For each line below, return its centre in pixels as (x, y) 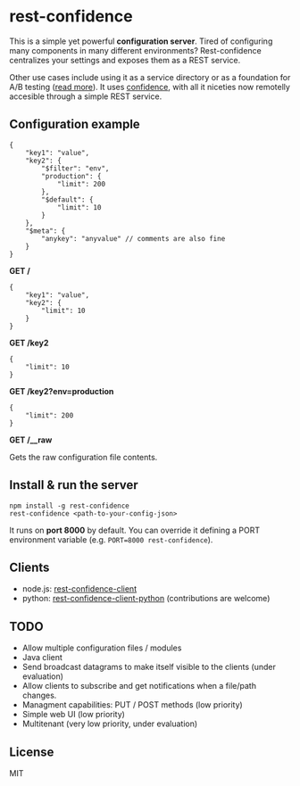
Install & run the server (74, 485)
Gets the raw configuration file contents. (83, 457)
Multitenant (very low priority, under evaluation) (110, 724)
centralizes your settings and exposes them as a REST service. (125, 60)
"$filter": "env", (75, 168)
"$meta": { (46, 231)
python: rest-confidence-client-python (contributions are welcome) (146, 599)
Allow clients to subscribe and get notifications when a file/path (139, 686)
